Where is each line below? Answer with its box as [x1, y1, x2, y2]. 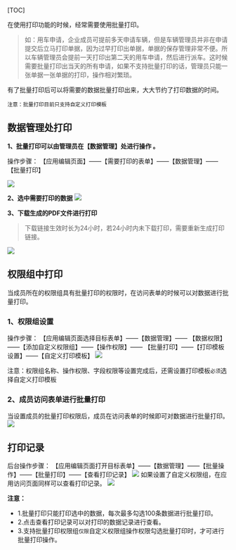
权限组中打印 [7, 268, 63, 280]
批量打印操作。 [17, 535, 61, 544]
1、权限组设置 [7, 316, 54, 326]
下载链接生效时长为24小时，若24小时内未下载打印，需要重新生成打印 [24, 223, 225, 232]
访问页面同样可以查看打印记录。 [13, 479, 106, 488]
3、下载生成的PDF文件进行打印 [7, 208, 98, 217]
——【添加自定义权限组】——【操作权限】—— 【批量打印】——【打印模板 [7, 342, 225, 351]
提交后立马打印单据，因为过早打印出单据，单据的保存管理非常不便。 [24, 44, 222, 52]
